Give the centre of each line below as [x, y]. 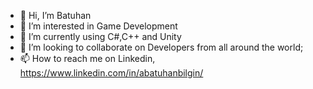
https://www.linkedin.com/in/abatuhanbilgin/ [111, 73]
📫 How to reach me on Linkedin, [87, 58]
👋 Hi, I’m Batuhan [55, 15]
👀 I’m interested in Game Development [98, 26]
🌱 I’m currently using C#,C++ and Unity [100, 36]
